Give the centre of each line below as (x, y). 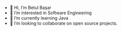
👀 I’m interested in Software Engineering (51, 13)
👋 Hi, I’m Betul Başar (31, 8)
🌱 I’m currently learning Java (39, 18)
